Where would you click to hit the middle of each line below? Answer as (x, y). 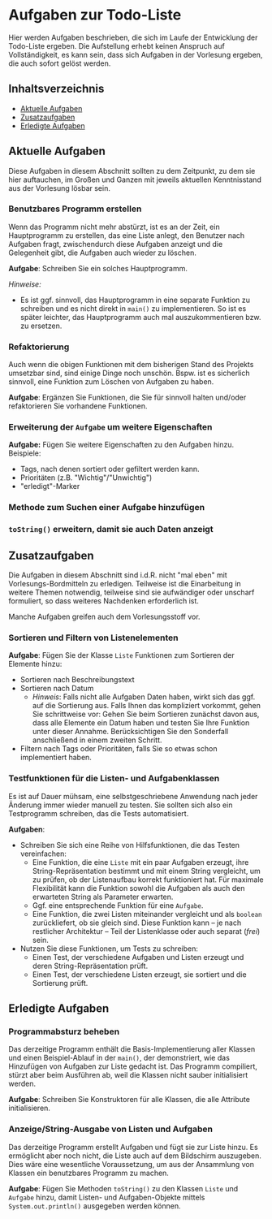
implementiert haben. (56, 758)
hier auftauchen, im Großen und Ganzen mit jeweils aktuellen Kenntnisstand (135, 179)
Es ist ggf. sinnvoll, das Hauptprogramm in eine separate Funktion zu (135, 300)
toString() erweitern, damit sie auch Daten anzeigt (111, 530)
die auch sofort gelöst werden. (60, 63)
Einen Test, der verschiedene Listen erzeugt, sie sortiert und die (139, 974)
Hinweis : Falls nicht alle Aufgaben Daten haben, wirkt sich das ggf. (144, 697)
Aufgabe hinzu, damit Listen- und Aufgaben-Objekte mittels (107, 1197)
